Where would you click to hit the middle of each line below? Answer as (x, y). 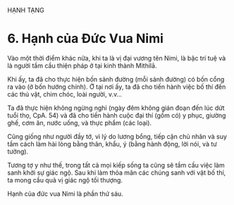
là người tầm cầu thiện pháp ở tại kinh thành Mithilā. (82, 66)
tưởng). (18, 151)
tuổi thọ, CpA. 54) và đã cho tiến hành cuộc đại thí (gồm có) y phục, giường (117, 115)
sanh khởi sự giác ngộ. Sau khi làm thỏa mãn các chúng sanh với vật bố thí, (117, 173)
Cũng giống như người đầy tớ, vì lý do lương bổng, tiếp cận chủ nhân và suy (117, 136)
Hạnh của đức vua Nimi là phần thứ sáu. (65, 194)
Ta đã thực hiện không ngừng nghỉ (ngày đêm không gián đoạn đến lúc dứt (116, 108)
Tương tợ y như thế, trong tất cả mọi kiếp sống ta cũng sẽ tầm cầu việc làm (116, 165)
